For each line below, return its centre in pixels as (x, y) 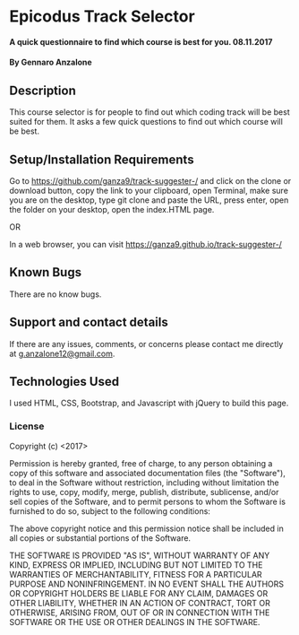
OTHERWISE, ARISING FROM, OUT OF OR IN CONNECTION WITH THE (140, 613)
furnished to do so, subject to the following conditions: (110, 511)
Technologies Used (64, 382)
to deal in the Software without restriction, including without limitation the (144, 483)
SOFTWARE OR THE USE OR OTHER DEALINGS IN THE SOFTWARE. (135, 622)
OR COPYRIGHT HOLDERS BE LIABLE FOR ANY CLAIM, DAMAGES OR (139, 593)
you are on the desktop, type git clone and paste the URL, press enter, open (149, 200)
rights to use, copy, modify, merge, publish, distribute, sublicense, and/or (144, 491)
